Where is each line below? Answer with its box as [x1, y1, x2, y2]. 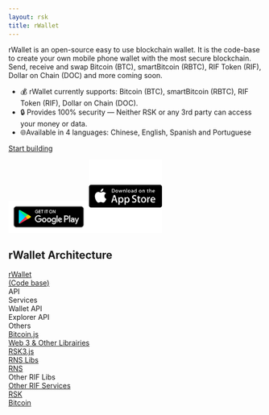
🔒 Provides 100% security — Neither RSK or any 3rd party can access [19, 107, 252, 117]
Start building [8, 143, 53, 153]
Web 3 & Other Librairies [8, 338, 90, 348]
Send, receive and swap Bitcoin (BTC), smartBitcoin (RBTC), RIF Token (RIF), [8, 61, 262, 72]
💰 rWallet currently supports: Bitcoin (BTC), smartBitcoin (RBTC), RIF [19, 86, 249, 96]
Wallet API [8, 304, 43, 313]
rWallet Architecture [8, 248, 113, 262]
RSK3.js [8, 347, 35, 356]
